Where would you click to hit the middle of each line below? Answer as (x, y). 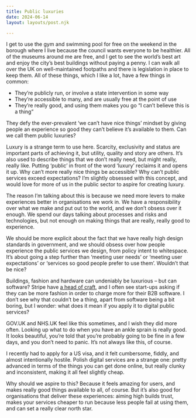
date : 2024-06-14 (27, 17)
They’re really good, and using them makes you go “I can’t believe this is (102, 106)
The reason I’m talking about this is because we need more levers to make (96, 196)
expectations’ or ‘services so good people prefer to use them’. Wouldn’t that (97, 263)
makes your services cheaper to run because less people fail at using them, (97, 402)
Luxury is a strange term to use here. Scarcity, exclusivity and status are (93, 147)
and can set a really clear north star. (49, 409)
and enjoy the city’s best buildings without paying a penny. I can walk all (93, 63)
